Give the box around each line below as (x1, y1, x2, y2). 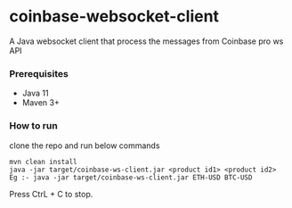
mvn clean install (9, 157, 77, 166)
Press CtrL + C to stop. (9, 188, 93, 199)
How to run (9, 120, 58, 132)
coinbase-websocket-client (9, 6, 220, 27)
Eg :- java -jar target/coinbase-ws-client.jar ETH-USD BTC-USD (9, 172, 253, 182)
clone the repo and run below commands (9, 140, 160, 151)
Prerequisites (9, 67, 69, 79)
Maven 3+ (21, 97, 60, 108)
